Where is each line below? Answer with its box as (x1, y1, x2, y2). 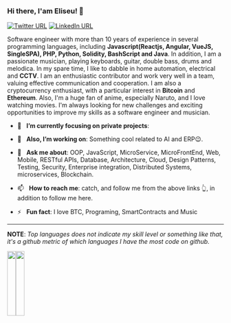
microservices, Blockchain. (16, 170, 94, 178)
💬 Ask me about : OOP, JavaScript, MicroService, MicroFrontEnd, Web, (16, 148, 221, 157)
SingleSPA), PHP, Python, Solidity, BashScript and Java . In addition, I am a (7, 50, 222, 58)
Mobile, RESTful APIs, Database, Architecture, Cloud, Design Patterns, (16, 156, 217, 164)
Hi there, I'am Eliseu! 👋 (7, 6, 84, 16)
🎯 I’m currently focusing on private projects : (16, 122, 150, 130)
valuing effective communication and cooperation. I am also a (7, 79, 181, 87)
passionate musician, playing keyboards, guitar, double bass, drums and (7, 57, 212, 65)
